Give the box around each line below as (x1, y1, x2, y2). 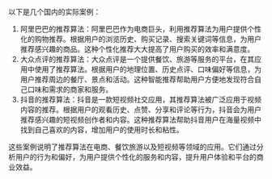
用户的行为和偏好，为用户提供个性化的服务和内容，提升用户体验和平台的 (15, 152, 257, 161)
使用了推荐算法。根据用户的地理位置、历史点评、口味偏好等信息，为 (34, 65, 261, 74)
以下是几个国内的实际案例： (8, 7, 101, 16)
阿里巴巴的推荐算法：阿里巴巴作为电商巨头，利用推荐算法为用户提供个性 (19, 24, 261, 34)
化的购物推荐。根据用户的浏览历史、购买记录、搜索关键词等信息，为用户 (19, 35, 261, 44)
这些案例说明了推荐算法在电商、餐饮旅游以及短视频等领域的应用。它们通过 (8, 142, 257, 152)
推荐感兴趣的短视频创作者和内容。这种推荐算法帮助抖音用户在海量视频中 (19, 115, 261, 124)
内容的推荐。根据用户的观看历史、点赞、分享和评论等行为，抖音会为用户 (19, 105, 261, 114)
